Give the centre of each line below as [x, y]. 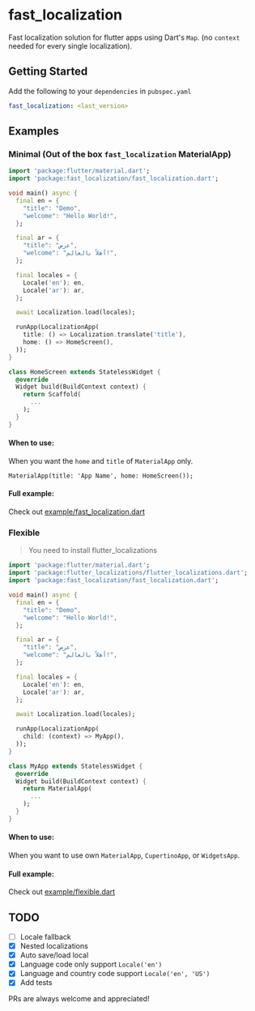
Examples [34, 131]
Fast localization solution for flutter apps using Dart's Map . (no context [124, 37]
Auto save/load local [54, 955]
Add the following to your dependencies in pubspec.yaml [100, 91]
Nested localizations [54, 946]
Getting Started [48, 72]
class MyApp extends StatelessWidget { [76, 766]
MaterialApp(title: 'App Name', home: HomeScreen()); [101, 476]
